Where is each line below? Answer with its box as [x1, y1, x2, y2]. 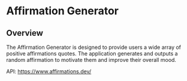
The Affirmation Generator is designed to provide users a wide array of [6, 43, 182, 51]
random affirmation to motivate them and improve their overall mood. [6, 57, 177, 63]
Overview [6, 28, 44, 38]
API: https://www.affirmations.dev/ [6, 68, 92, 75]
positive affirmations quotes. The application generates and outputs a [6, 50, 178, 57]
